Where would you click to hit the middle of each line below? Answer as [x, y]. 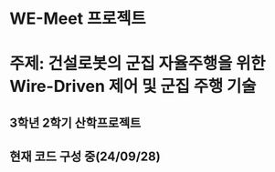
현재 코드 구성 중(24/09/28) [85, 157]
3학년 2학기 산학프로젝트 [75, 122]
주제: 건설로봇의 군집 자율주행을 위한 [138, 64]
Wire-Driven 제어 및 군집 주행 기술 [133, 86]
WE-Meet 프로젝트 [78, 19]
